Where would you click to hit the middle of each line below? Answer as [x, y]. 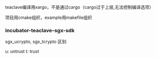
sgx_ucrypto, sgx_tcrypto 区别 [36, 42]
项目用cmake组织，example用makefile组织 [49, 18]
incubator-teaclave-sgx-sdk [40, 30]
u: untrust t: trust [22, 51]
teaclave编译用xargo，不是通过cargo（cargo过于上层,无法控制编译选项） [79, 7]
